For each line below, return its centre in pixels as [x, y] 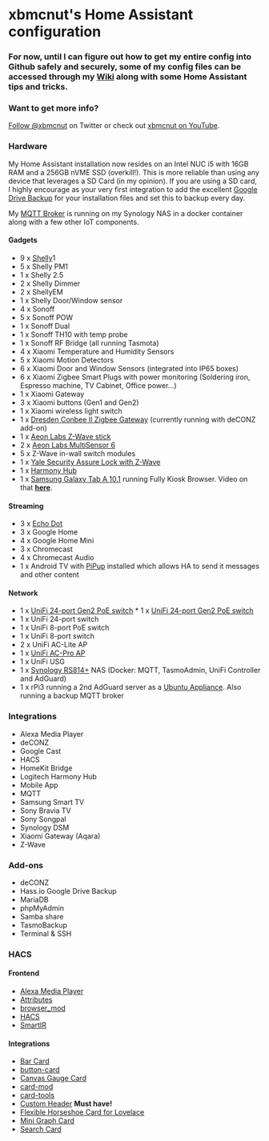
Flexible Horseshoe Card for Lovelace [82, 1112]
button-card [40, 1070]
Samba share [42, 916]
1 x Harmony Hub [48, 470]
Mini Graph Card [47, 1121]
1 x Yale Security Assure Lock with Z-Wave [90, 462]
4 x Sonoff [37, 309]
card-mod [36, 1087]
